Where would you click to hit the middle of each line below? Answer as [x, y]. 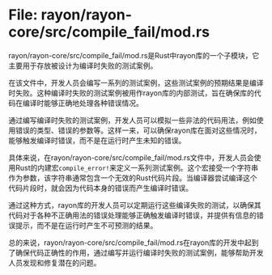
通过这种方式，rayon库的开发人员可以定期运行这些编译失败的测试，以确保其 [135, 205]
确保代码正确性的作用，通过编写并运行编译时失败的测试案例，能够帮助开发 [139, 252]
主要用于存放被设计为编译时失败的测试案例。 [83, 66]
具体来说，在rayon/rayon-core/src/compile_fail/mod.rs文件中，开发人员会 [132, 157]
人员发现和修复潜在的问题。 [55, 262]
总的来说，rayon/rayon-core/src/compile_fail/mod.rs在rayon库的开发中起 [130, 242]
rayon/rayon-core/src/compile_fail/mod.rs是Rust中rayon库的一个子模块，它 [134, 55]
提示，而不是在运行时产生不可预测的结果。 [86, 225]
